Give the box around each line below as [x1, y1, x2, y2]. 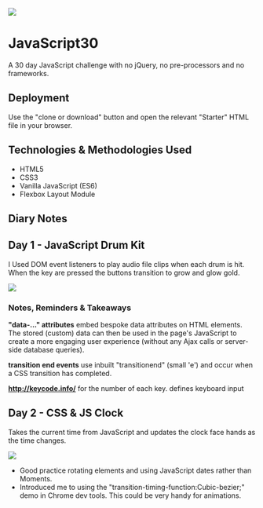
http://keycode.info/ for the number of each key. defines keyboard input [8, 384, 245, 393]
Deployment [8, 91, 70, 105]
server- [225, 337, 249, 346]
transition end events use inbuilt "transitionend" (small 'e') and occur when [8, 360, 254, 370]
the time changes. [8, 436, 67, 445]
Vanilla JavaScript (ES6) [19, 181, 98, 190]
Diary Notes [8, 212, 68, 225]
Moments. [19, 473, 53, 483]
